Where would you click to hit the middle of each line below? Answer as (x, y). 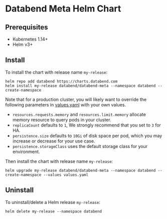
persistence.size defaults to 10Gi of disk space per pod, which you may (87, 135)
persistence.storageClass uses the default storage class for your (80, 146)
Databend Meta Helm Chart (63, 9)
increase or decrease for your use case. (54, 141)
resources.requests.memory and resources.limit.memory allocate (79, 114)
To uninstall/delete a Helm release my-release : (53, 202)
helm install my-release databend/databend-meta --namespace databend (80, 85)
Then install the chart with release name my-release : (59, 161)
